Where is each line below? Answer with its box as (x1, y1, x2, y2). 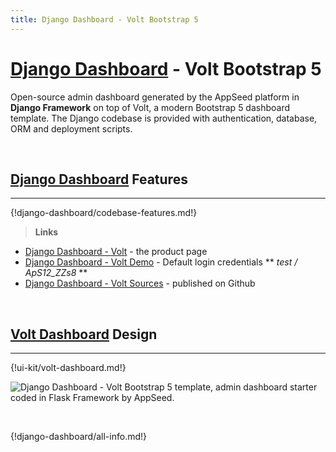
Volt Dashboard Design (10, 326, 158, 343)
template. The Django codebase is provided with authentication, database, (10, 112, 318, 124)
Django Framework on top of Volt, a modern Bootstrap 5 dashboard (10, 101, 291, 113)
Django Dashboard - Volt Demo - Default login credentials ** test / (24, 256, 298, 268)
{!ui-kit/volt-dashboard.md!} (10, 362, 127, 374)
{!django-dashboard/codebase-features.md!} (10, 207, 198, 219)
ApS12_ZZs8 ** (24, 267, 88, 279)
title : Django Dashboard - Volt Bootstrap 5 (10, 14, 199, 25)
